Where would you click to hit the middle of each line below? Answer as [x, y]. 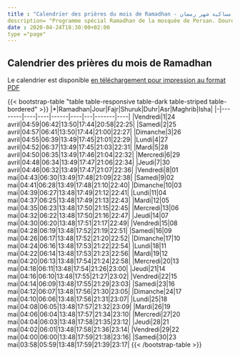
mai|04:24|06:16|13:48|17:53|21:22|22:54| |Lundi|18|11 [87, 246]
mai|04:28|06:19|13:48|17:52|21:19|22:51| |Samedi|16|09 [90, 231]
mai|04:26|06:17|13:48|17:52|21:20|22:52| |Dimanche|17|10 [94, 238]
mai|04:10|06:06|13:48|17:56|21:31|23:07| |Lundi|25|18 [87, 299]
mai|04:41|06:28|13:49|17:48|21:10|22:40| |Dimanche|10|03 [95, 185]
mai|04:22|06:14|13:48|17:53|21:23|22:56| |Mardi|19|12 [88, 254]
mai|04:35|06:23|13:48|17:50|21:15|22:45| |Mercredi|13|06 [93, 208]
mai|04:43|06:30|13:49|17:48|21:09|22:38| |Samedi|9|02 [91, 178]
